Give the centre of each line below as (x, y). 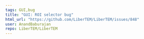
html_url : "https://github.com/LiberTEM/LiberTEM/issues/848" (72, 19)
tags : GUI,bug (20, 10)
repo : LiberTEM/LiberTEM (31, 29)
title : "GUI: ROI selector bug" (39, 15)
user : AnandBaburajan (28, 24)
